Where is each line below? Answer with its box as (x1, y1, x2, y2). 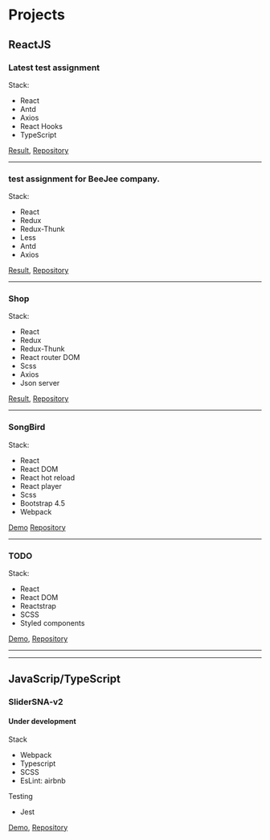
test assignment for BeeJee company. (8, 173, 161, 184)
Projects (8, 6, 66, 24)
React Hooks (19, 121, 63, 130)
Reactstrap (19, 602, 56, 611)
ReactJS (8, 38, 51, 52)
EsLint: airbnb (19, 776, 66, 785)
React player (19, 481, 62, 490)
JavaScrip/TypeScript (8, 672, 121, 686)
